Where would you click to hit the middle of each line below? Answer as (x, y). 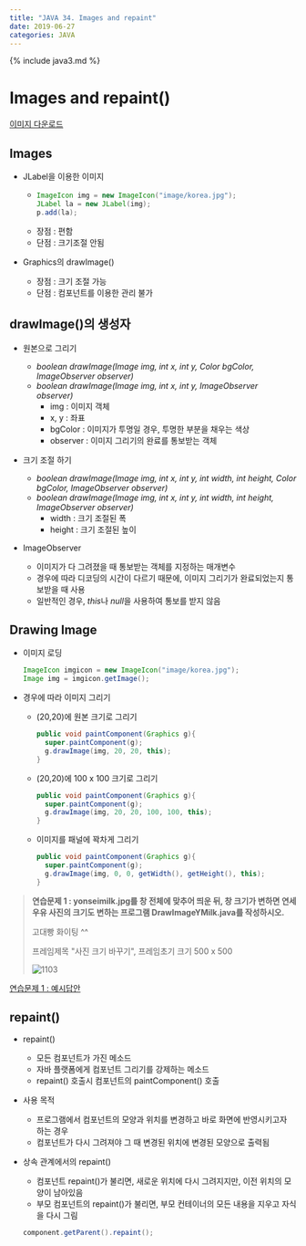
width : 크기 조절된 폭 (88, 518)
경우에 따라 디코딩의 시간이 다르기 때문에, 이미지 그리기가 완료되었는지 (160, 578)
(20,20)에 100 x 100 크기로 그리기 (97, 778)
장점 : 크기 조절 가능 (71, 281)
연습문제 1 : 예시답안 (45, 988)
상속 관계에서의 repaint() (67, 1162)
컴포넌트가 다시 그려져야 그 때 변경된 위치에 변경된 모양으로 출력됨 (153, 1143)
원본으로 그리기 (50, 348)
